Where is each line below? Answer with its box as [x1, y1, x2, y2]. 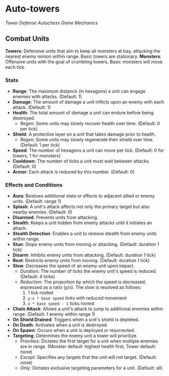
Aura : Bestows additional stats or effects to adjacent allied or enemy [12, 193, 155, 199]
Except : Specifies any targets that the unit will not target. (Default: [20, 354, 157, 360]
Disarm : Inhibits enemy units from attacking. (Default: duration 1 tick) [12, 252, 156, 258]
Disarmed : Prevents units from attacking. [12, 215, 98, 221]
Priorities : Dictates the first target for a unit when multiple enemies [20, 338, 158, 344]
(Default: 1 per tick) [20, 142, 60, 148]
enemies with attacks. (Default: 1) [12, 94, 82, 100]
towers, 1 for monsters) [12, 153, 61, 159]
